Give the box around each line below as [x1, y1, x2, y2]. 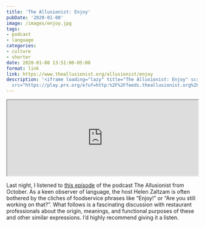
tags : [6, 25, 20, 32]
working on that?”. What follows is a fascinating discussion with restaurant [6, 201, 192, 208]
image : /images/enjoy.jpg [6, 20, 72, 26]
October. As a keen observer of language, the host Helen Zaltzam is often [6, 188, 190, 195]
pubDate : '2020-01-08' [6, 15, 64, 21]
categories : [6, 43, 36, 49]
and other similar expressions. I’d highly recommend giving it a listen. [6, 214, 179, 221]
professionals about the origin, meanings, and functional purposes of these [6, 208, 195, 214]
